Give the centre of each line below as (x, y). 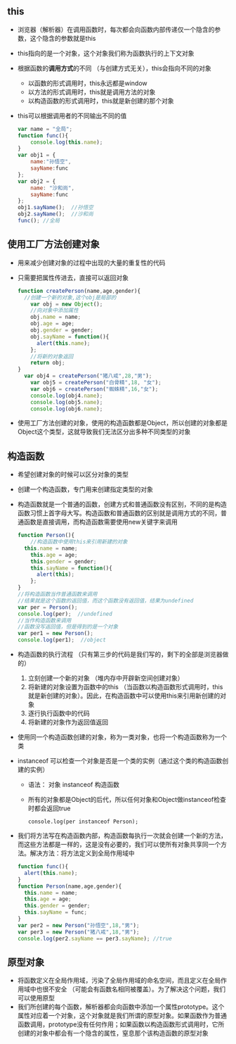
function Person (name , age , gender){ (70, 886)
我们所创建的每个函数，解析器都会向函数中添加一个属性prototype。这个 (121, 1007)
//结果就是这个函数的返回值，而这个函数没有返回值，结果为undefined (105, 600)
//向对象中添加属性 (54, 310)
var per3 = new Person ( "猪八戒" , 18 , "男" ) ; (78, 932)
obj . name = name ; (56, 317)
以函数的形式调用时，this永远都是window (87, 83)
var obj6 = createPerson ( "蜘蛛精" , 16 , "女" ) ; (94, 389)
